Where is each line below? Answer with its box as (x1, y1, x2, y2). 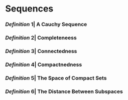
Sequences (5, 3, 54, 14)
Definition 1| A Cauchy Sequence (5, 21, 87, 28)
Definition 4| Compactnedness (5, 61, 82, 68)
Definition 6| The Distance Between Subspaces (5, 88, 123, 95)
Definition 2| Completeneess (5, 34, 77, 41)
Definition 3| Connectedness (5, 47, 77, 54)
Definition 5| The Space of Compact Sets (5, 74, 107, 81)
